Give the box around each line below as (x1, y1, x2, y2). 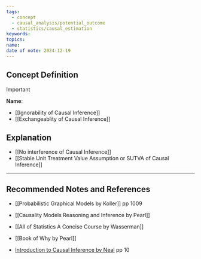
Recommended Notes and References (6, 184, 151, 194)
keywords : (6, 31, 31, 37)
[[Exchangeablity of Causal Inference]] (14, 115, 111, 123)
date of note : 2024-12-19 (6, 48, 71, 54)
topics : (6, 36, 26, 42)
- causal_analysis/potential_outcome (11, 20, 106, 26)
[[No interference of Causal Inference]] (14, 148, 112, 156)
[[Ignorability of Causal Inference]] (14, 109, 100, 116)
